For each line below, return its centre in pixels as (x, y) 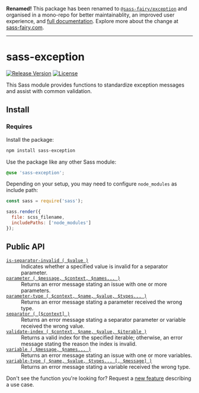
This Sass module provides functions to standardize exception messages (95, 85)
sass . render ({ (24, 212)
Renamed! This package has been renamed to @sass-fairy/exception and (97, 9)
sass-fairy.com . (25, 27)
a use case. (20, 384)
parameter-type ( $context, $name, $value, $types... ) (76, 296)
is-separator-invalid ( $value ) (47, 260)
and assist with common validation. (49, 91)
